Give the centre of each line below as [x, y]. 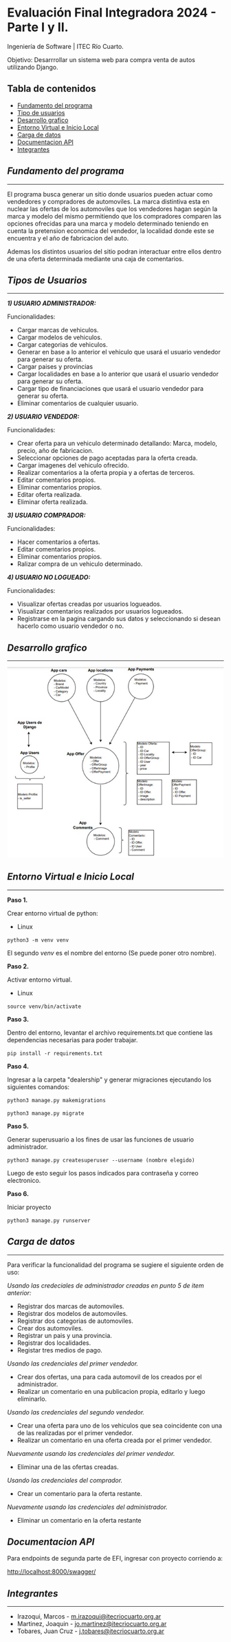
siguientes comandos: [38, 1086]
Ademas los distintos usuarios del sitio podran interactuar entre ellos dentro [114, 251]
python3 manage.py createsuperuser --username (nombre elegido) [101, 1160]
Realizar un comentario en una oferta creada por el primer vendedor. [114, 1440]
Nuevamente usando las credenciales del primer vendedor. [91, 1453]
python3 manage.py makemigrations [57, 1100]
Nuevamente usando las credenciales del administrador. [87, 1507]
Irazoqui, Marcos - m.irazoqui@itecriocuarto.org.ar [89, 1616]
